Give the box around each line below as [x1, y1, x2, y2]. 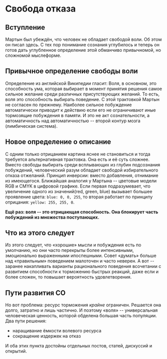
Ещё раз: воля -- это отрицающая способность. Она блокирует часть [5, 209, 158, 215]
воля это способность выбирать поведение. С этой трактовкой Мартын [5, 96, 159, 102]
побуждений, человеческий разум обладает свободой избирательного [5, 167, 158, 173]
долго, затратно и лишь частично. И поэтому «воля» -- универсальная [5, 307, 158, 313]
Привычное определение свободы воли [5, 67, 138, 75]
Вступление [5, 23, 45, 32]
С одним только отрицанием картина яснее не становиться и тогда [5, 151, 150, 157]
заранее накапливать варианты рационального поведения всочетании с [5, 263, 161, 270]
